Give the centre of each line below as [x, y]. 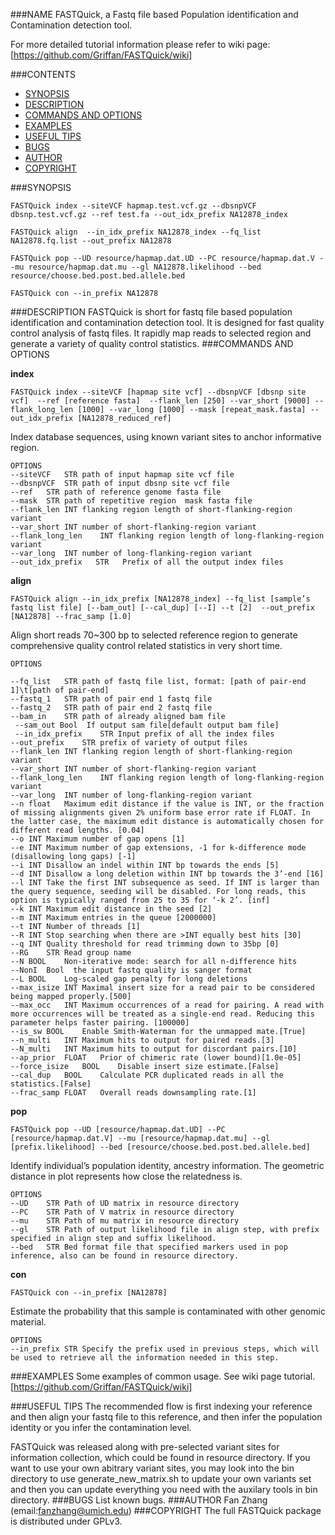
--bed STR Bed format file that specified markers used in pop [149, 1247]
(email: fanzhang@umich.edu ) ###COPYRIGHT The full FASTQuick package [166, 1510]
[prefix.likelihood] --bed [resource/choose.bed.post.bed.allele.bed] [160, 1147]
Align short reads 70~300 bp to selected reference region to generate [154, 635]
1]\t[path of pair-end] [60, 690]
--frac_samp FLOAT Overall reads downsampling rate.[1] [133, 1093]
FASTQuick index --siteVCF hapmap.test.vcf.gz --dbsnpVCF [133, 206]
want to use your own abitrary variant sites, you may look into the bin [152, 1468]
